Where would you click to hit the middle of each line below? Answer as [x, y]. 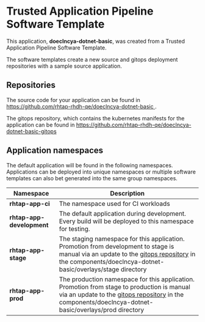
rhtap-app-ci [30, 203]
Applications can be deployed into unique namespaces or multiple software [101, 172]
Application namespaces [55, 151]
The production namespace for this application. [127, 279]
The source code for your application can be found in [73, 100]
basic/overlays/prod [88, 310]
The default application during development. [122, 213]
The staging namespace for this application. [122, 238]
